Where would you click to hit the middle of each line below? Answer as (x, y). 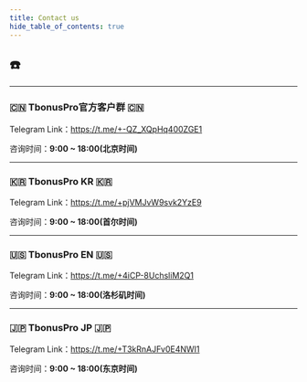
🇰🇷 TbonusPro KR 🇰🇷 (61, 181)
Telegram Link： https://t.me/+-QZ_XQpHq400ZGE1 (106, 129)
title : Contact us (44, 18)
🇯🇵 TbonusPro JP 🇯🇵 (60, 328)
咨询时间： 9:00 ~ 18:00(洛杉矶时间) (78, 295)
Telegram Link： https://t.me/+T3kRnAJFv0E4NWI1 (105, 349)
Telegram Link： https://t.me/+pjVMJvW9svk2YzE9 (106, 202)
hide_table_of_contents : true (67, 27)
